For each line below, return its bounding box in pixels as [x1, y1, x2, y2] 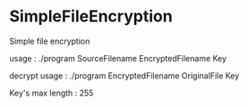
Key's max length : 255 [9, 87, 94, 98]
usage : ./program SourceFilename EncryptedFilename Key [9, 53, 227, 63]
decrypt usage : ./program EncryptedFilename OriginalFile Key [9, 70, 240, 81]
